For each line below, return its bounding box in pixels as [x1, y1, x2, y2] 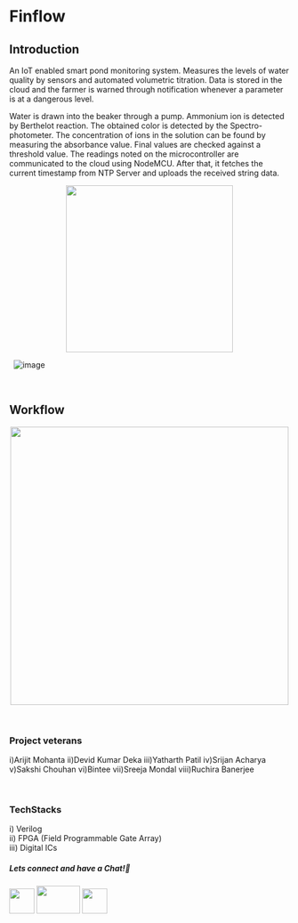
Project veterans [9, 734, 83, 747]
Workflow [9, 402, 65, 417]
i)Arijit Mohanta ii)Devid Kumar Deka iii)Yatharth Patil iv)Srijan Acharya [9, 755, 267, 765]
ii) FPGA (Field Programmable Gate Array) [9, 833, 163, 844]
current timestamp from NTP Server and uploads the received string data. [9, 167, 280, 178]
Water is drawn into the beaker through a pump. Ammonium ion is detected [9, 111, 285, 121]
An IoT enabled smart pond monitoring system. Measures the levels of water [9, 65, 289, 76]
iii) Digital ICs [9, 843, 58, 854]
